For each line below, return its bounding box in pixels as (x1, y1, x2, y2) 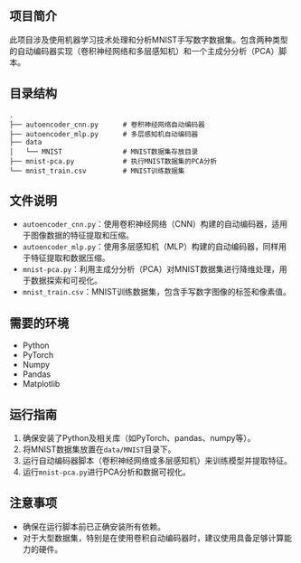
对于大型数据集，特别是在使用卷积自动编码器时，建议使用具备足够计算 (22, 532, 285, 543)
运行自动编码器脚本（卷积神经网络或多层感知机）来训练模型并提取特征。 (22, 455, 292, 466)
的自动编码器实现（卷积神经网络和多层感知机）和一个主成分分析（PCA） (9, 45, 279, 56)
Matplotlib (22, 379, 61, 389)
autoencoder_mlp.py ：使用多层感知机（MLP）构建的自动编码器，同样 (22, 241, 279, 252)
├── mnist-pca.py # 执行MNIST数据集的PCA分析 (9, 156, 218, 165)
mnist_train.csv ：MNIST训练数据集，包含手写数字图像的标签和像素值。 (22, 286, 292, 297)
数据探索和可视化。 (30, 275, 102, 286)
